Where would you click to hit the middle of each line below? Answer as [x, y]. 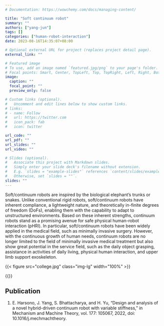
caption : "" [22, 82]
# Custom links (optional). [34, 99]
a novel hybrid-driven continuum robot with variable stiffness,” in [77, 308]
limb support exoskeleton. [31, 257]
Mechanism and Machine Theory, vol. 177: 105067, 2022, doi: [73, 313]
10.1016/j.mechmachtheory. [39, 319]
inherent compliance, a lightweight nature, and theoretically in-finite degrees [82, 205]
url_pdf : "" [17, 140]
